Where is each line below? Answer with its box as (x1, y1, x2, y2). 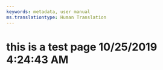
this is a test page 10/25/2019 (6, 40, 158, 54)
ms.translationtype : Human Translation (6, 14, 107, 20)
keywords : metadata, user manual (6, 8, 91, 15)
